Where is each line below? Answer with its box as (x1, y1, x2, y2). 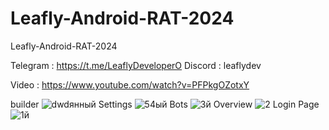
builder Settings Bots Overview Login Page (10, 98, 320, 110)
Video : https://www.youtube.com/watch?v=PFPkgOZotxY (10, 78, 250, 91)
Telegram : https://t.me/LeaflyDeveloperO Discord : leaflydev (10, 59, 262, 71)
